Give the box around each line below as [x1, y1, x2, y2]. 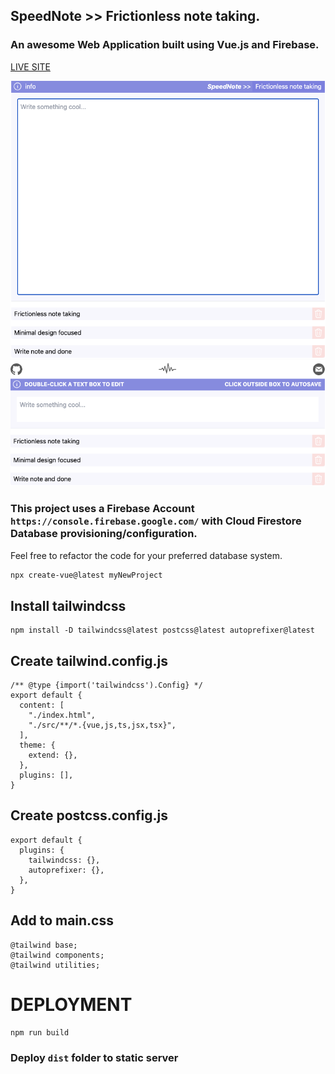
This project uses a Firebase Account [10, 502, 195, 516]
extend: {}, [28, 750, 78, 761]
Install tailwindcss [10, 597, 127, 614]
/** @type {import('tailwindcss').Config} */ [10, 680, 203, 691]
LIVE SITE [10, 60, 51, 73]
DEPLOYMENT [10, 993, 133, 1016]
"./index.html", [28, 710, 97, 721]
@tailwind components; [10, 950, 105, 960]
